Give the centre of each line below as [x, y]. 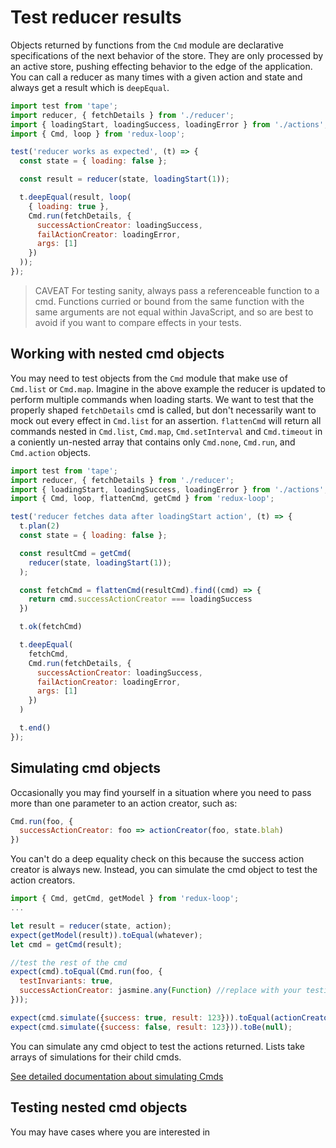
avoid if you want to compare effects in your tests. [138, 322]
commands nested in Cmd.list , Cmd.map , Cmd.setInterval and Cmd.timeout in [166, 431]
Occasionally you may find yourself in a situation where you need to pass [161, 792]
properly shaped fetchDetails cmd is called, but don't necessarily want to [163, 410]
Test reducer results [96, 17]
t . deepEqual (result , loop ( [75, 197]
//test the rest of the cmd [69, 962]
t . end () [35, 728]
